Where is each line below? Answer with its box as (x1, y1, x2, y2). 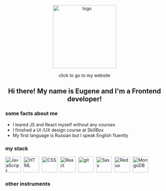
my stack (5, 145, 29, 152)
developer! (67, 95, 102, 104)
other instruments (5, 180, 51, 187)
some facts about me (5, 110, 58, 117)
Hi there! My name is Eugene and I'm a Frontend (8, 87, 161, 96)
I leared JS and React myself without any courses (12, 121, 116, 127)
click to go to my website (58, 72, 111, 78)
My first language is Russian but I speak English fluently (12, 132, 128, 138)
